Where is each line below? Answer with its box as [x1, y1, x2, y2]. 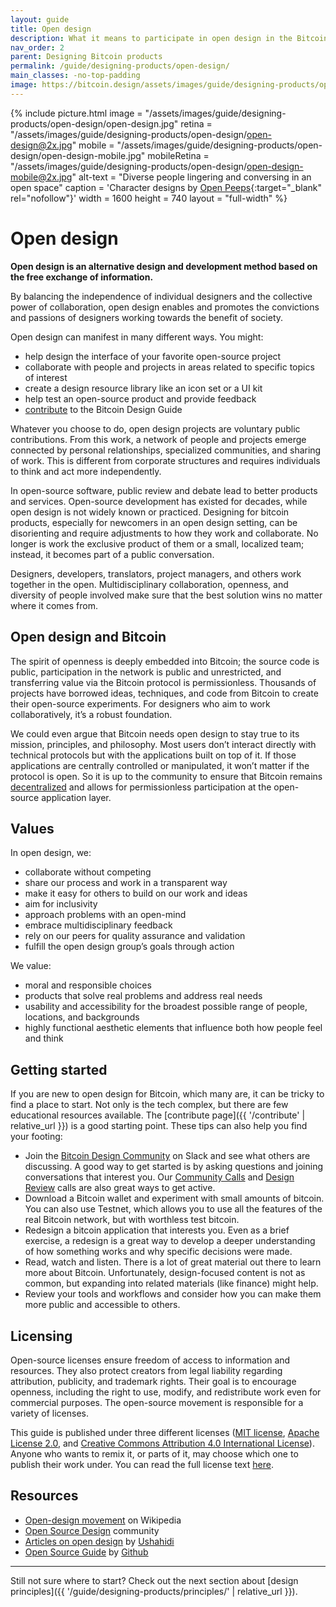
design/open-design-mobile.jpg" [10, 149, 146, 161]
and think [24, 1032, 64, 1045]
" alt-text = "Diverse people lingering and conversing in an [71, 171, 312, 183]
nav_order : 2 [10, 42, 65, 53]
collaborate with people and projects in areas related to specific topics [24, 361, 315, 373]
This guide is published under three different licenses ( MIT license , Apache [10, 1426, 320, 1438]
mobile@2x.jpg [10, 171, 73, 183]
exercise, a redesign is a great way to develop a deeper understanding [24, 1235, 316, 1247]
